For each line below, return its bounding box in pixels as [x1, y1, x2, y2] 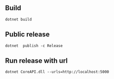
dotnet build [5, 17, 32, 22]
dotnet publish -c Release [5, 43, 63, 48]
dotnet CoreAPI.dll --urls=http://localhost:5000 [5, 70, 110, 75]
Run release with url [5, 56, 68, 65]
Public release [5, 30, 50, 39]
